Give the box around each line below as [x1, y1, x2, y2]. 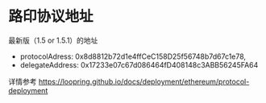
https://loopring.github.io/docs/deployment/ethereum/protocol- [38, 76, 250, 86]
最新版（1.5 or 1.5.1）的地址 [8, 35, 98, 45]
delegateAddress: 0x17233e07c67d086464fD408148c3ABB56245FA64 [19, 60, 259, 69]
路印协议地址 [8, 7, 94, 26]
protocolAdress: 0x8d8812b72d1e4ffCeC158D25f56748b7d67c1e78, [19, 51, 247, 61]
